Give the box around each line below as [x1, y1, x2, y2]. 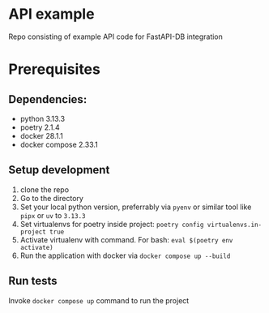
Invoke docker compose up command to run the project [8, 295, 190, 305]
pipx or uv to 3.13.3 [19, 210, 86, 220]
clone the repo [19, 184, 70, 195]
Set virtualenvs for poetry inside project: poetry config [19, 219, 204, 229]
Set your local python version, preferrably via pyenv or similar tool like [19, 202, 252, 212]
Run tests [8, 274, 58, 288]
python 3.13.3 [19, 114, 66, 123]
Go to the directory [19, 193, 83, 203]
